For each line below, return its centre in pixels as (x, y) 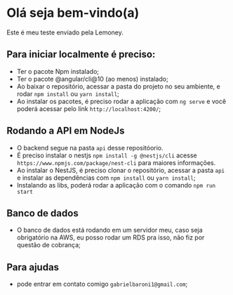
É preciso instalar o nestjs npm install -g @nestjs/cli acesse (107, 155)
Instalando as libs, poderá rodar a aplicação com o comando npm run (116, 185)
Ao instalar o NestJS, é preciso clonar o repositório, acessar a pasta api (121, 170)
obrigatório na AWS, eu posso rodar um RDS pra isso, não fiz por (111, 237)
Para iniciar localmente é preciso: (81, 54)
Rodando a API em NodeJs (66, 131)
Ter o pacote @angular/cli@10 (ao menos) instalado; (93, 79)
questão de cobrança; (49, 245)
